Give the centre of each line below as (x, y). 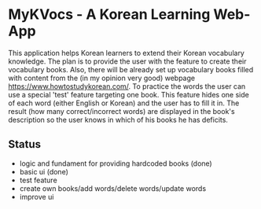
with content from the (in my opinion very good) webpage (101, 78)
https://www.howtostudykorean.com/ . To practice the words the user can (127, 86)
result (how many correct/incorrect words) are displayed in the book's (121, 111)
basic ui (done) (44, 171)
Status (25, 144)
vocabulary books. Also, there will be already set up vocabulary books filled (131, 69)
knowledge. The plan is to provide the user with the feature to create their (127, 61)
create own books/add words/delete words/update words (113, 188)
